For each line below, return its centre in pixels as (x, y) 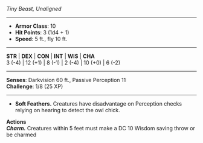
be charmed (21, 135)
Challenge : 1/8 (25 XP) (35, 86)
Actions (16, 122)
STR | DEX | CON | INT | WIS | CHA (50, 56)
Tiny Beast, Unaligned (34, 9)
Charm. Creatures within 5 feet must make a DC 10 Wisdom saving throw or (101, 128)
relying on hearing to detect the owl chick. (68, 110)
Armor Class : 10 (35, 26)
